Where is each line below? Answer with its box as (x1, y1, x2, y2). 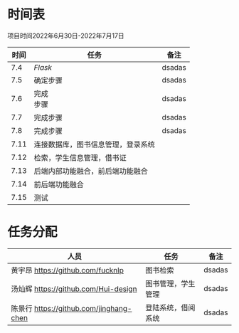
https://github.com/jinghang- (34, 303, 132, 313)
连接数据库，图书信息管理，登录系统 (33, 139, 155, 149)
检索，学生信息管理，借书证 (33, 152, 127, 162)
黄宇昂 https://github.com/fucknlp (11, 265, 124, 275)
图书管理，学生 (145, 278, 196, 288)
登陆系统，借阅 (145, 302, 196, 312)
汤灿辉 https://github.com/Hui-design (11, 284, 137, 294)
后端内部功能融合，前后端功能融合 (33, 166, 148, 176)
